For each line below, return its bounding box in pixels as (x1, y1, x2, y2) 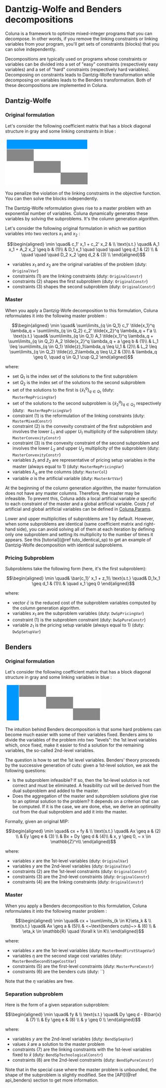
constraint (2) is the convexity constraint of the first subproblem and (12, 423, 152, 429)
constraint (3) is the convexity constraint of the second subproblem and (12, 440, 160, 446)
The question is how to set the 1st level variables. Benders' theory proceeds (5, 757, 160, 763)
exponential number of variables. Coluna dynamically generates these (5, 210, 148, 216)
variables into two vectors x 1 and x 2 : (5, 230, 80, 238)
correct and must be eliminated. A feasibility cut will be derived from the (12, 783, 160, 789)
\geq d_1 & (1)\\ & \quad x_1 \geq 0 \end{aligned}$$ (31, 581, 135, 587)
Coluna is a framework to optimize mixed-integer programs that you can (5, 30, 153, 36)
